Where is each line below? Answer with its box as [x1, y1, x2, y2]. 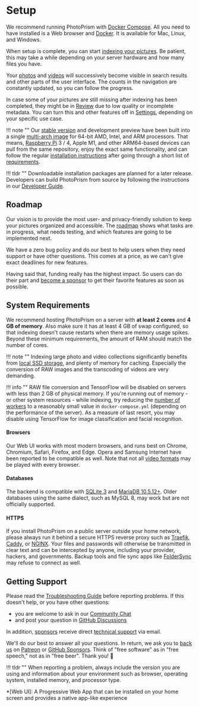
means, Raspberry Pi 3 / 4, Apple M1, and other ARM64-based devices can [6, 139, 190, 146]
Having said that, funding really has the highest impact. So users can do [6, 270, 182, 277]
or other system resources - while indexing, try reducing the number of [6, 396, 180, 403]
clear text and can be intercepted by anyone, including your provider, [6, 547, 175, 554]
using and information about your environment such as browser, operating [6, 670, 188, 677]
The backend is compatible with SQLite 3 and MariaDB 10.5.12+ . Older [6, 488, 177, 495]
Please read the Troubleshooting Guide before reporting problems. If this [6, 592, 184, 599]
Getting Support [6, 576, 67, 587]
